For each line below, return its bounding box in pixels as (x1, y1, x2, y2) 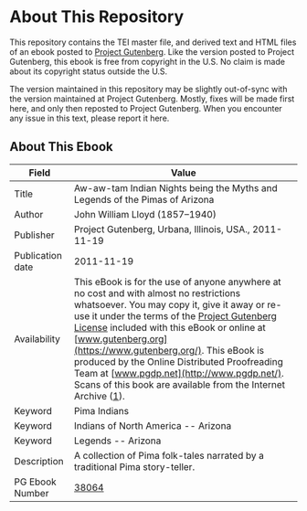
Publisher (14, 229, 55, 241)
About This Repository (9, 6, 185, 27)
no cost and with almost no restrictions (74, 286, 240, 299)
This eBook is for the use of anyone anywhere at (74, 275, 281, 288)
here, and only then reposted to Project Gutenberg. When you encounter (9, 102, 283, 113)
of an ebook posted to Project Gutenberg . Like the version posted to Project (9, 46, 295, 57)
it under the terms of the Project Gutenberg (91, 309, 277, 322)
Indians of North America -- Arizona (74, 419, 232, 431)
